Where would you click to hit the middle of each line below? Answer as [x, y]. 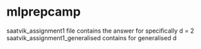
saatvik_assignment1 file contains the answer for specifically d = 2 [100, 31]
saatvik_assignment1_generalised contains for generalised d [92, 37]
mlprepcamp [44, 12]
